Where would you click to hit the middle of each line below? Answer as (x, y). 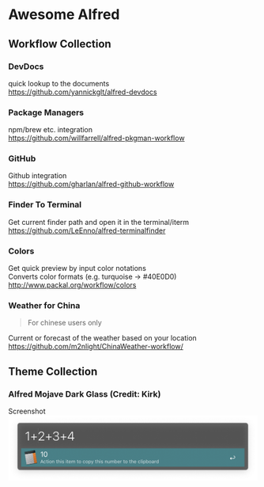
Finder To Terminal (45, 205)
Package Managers (46, 112)
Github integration (38, 176)
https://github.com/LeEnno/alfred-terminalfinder (87, 230)
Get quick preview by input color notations (77, 268)
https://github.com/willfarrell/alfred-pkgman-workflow (96, 138)
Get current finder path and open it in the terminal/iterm (99, 222)
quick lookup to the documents (59, 83)
